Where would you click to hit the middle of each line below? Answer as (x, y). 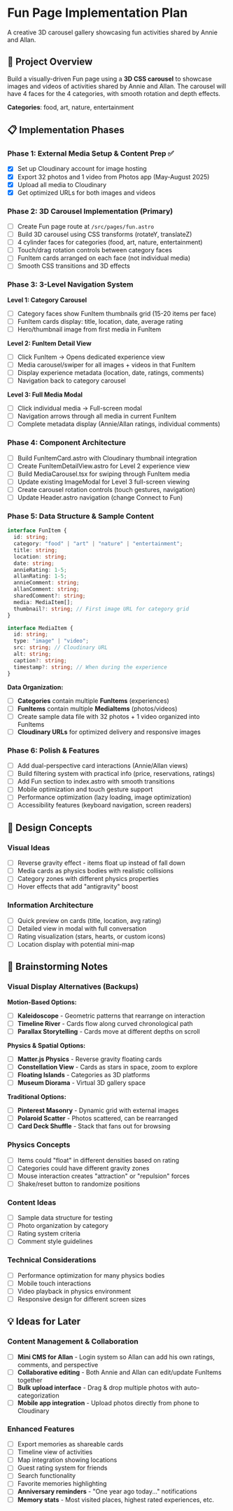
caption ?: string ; (41, 660)
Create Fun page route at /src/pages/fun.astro (86, 226)
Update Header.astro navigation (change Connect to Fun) (100, 497)
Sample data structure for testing (65, 1218)
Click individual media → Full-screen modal (79, 409)
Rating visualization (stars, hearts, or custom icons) (91, 936)
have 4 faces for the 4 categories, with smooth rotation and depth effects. (114, 93)
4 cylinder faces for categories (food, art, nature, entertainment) (110, 242)
